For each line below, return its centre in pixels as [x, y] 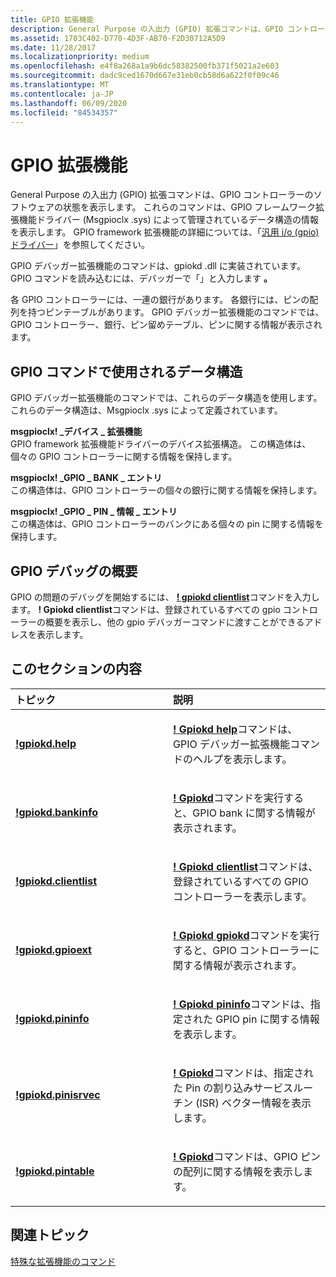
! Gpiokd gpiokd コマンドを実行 [246, 935]
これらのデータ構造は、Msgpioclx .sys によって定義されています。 [146, 410]
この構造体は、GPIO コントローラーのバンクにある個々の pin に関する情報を [167, 524]
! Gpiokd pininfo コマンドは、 [242, 1004]
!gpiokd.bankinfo [56, 812]
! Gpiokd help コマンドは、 [235, 729]
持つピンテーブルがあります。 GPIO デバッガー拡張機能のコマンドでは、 [176, 312]
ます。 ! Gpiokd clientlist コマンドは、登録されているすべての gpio [145, 609]
